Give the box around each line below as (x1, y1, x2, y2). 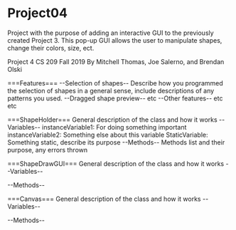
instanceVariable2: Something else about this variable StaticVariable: (7, 130, 208, 139)
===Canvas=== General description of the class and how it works (7, 194, 201, 203)
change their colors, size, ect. (7, 43, 95, 52)
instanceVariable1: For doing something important (41, 122, 187, 131)
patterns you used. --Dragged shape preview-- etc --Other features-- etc (7, 94, 223, 103)
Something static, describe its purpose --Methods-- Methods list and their (7, 137, 225, 147)
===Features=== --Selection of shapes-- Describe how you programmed (7, 78, 224, 87)
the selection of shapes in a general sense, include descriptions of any (7, 86, 215, 95)
